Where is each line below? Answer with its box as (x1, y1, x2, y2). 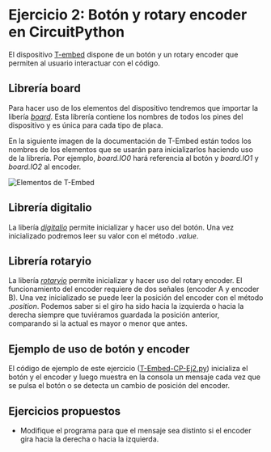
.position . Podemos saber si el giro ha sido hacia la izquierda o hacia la (8, 302, 244, 311)
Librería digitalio (8, 201, 92, 215)
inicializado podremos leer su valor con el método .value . (8, 230, 199, 240)
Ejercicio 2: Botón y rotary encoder (8, 6, 248, 24)
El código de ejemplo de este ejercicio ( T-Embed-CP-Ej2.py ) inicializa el (8, 364, 248, 374)
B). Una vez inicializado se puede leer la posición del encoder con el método (8, 293, 264, 302)
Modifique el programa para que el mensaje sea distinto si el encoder (19, 426, 252, 435)
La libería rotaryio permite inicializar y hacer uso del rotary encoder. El (8, 276, 243, 285)
